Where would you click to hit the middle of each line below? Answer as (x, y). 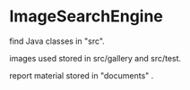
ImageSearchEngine (86, 16)
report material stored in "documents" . (82, 75)
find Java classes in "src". (57, 41)
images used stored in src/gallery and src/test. (95, 58)
